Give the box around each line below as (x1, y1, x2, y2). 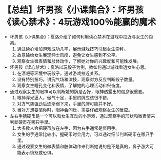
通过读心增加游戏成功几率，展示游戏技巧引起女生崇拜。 (17, 46, 128, 52)
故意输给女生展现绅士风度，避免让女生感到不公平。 (17, 52, 120, 58)
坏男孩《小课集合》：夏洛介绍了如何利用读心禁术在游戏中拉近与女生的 (9, 34, 149, 40)
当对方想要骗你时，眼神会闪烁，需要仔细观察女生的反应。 (17, 107, 133, 113)
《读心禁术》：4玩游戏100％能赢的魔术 (2, 17, 156, 28)
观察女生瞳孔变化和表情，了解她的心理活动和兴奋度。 (17, 82, 124, 88)
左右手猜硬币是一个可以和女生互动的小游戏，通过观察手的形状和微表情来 (9, 113, 155, 119)
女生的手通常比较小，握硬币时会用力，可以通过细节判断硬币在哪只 (17, 131, 150, 137)
